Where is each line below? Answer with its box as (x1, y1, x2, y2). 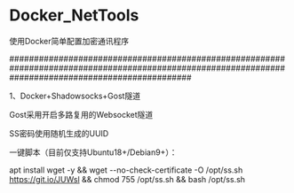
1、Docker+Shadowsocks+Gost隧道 (9, 90, 140, 101)
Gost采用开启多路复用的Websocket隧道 (9, 109, 154, 120)
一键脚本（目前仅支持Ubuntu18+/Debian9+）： (9, 147, 178, 158)
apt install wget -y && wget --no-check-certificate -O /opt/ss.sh (9, 165, 243, 175)
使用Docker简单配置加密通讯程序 (9, 35, 130, 46)
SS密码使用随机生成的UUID (9, 127, 109, 138)
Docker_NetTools (9, 5, 139, 26)
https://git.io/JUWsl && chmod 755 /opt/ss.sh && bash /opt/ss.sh (9, 174, 246, 184)
